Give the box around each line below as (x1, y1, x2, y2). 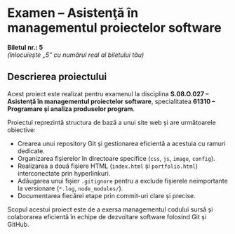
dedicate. (17, 146, 46, 155)
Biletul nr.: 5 (7, 43, 43, 51)
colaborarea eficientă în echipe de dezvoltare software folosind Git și (7, 212, 207, 221)
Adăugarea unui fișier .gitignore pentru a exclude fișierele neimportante (17, 176, 228, 185)
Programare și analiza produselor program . (7, 104, 135, 113)
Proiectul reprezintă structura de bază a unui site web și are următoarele (7, 118, 216, 126)
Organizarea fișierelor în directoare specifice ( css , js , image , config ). (17, 154, 215, 162)
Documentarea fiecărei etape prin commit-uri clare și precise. (17, 191, 196, 200)
